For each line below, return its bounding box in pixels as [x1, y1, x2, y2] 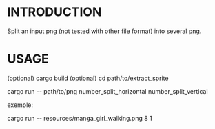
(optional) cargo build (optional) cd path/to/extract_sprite [7, 74, 169, 82]
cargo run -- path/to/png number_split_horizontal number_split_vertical [7, 87, 208, 95]
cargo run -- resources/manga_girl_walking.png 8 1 [7, 114, 153, 122]
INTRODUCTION [7, 4, 102, 20]
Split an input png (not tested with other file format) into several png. [7, 27, 202, 35]
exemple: [7, 101, 33, 109]
